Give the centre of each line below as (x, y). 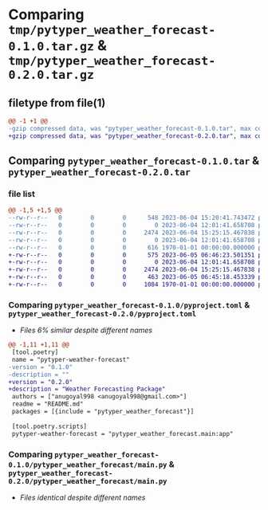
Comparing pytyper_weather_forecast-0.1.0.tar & (134, 161)
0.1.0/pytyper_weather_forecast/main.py (88, 465)
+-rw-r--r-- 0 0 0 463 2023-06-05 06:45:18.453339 (132, 277)
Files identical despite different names (83, 497)
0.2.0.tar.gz (51, 75)
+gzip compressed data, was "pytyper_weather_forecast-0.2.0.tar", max (130, 136)
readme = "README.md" (47, 404)
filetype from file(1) (57, 102)
